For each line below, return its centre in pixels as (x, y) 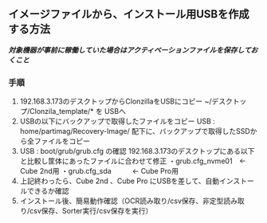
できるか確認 (48, 191)
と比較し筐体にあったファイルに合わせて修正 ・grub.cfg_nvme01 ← (133, 161)
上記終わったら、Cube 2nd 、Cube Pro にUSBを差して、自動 (120, 181)
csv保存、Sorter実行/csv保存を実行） (91, 211)
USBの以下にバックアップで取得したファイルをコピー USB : (117, 121)
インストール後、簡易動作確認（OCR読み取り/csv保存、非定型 (122, 201)
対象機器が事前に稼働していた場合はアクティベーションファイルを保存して (130, 49)
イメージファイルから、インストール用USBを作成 (129, 14)
